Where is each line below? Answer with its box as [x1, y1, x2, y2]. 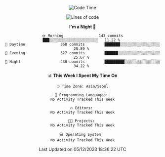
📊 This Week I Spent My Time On [47, 73, 118, 78]
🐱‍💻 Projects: [68, 118, 95, 123]
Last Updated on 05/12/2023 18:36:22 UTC [39, 146, 126, 152]
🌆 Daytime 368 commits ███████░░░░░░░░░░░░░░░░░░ [5, 42, 160, 47]
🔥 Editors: [70, 106, 93, 111]
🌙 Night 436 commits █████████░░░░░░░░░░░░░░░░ [5, 59, 160, 64]
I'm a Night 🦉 [69, 24, 96, 30]
